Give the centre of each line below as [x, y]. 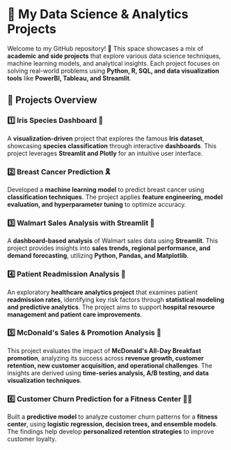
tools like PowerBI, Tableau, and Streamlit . [69, 78]
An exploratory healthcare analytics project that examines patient [103, 292]
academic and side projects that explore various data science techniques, [114, 56]
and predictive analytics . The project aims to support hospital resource [111, 307]
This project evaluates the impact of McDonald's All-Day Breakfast [104, 350]
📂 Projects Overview [52, 100]
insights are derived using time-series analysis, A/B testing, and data [108, 372]
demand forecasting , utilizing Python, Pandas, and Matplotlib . [98, 256]
